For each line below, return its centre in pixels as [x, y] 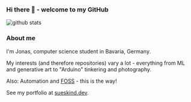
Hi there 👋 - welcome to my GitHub [58, 10]
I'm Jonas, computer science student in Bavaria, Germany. [79, 51]
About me [21, 38]
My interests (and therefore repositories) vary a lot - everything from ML [95, 63]
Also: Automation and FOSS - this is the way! [62, 81]
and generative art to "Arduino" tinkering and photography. [79, 69]
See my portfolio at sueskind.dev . [47, 92]
